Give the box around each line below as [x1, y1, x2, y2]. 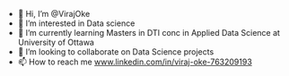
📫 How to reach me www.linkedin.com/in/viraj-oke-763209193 [17, 56, 253, 67]
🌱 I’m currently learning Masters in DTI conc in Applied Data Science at [17, 28, 281, 38]
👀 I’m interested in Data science [17, 18, 136, 29]
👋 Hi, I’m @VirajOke [17, 9, 91, 19]
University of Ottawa [17, 37, 94, 47]
